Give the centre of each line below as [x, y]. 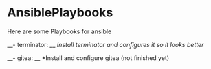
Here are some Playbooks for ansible [59, 31]
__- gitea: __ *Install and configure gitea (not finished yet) [88, 58]
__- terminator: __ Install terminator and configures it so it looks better [105, 44]
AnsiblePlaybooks [60, 13]
